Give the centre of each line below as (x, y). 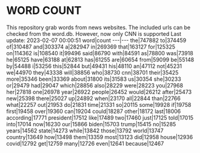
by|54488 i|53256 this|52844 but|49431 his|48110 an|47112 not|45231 (94, 66)
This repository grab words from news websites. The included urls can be (98, 27)
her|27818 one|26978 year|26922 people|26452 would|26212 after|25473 (99, 92)
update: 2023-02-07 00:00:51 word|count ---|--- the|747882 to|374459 (96, 40)
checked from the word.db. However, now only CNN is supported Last (94, 33)
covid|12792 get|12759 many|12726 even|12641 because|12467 (85, 143)
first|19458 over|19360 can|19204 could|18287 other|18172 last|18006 (94, 111)
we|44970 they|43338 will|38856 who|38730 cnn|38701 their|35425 (92, 72)
